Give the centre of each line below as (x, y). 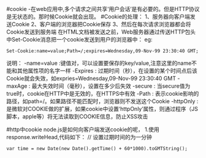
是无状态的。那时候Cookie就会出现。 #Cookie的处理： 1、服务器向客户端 (98, 16)
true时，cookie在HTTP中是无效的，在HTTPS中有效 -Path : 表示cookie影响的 (103, 94)
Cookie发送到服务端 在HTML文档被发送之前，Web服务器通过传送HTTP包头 (101, 32)
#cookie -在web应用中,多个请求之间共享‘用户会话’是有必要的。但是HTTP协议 (103, 9)
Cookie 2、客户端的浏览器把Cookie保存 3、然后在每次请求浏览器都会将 (101, 24)
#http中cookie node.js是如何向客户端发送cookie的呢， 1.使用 (83, 129)
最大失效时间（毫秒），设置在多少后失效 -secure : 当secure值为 (111, 86)
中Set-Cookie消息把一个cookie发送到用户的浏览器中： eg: (79, 39)
